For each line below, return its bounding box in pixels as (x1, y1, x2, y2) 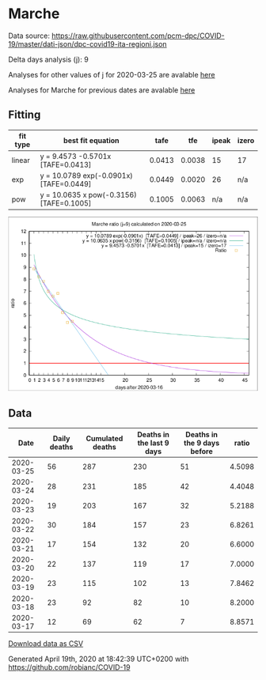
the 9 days (183, 438, 220, 448)
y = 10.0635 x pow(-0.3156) (40, 191, 137, 199)
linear (11, 156, 30, 164)
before (190, 446, 213, 455)
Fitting (8, 108, 41, 122)
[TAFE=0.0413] (40, 160, 92, 169)
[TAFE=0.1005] (40, 198, 92, 208)
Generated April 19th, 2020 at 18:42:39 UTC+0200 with (8, 654, 189, 664)
